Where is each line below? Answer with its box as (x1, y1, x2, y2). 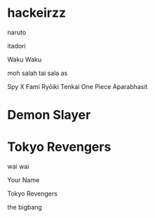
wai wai (7, 163, 29, 171)
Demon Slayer (7, 107, 91, 123)
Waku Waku (7, 55, 42, 64)
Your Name (7, 176, 40, 184)
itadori (7, 41, 26, 50)
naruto (7, 28, 27, 36)
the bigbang (7, 203, 42, 212)
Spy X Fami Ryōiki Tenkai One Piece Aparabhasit (7, 82, 148, 90)
